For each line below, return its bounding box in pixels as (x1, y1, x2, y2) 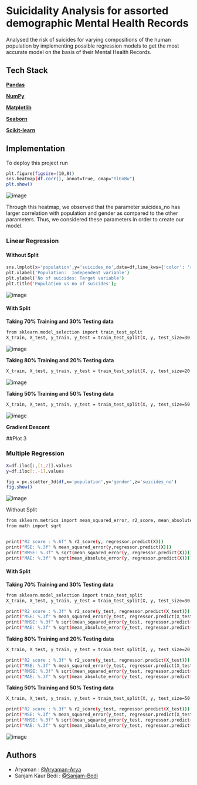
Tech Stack (6, 66, 48, 76)
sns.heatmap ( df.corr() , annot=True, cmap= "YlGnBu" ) (6, 176, 135, 182)
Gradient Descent (6, 423, 50, 430)
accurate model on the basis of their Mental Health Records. (6, 48, 152, 55)
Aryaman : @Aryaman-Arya (14, 766, 81, 773)
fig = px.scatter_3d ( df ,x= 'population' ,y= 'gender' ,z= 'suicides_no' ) (6, 479, 177, 485)
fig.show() (6, 484, 33, 490)
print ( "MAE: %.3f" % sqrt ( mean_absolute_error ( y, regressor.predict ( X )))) (6, 555, 193, 561)
